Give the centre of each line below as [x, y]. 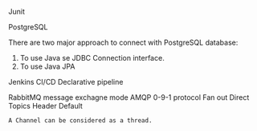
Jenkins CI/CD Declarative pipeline [66, 82]
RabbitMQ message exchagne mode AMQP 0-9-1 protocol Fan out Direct [129, 97]
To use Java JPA [47, 66]
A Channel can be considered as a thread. [80, 121]
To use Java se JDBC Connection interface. [92, 58]
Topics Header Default [45, 106]
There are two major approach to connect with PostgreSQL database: [123, 42]
